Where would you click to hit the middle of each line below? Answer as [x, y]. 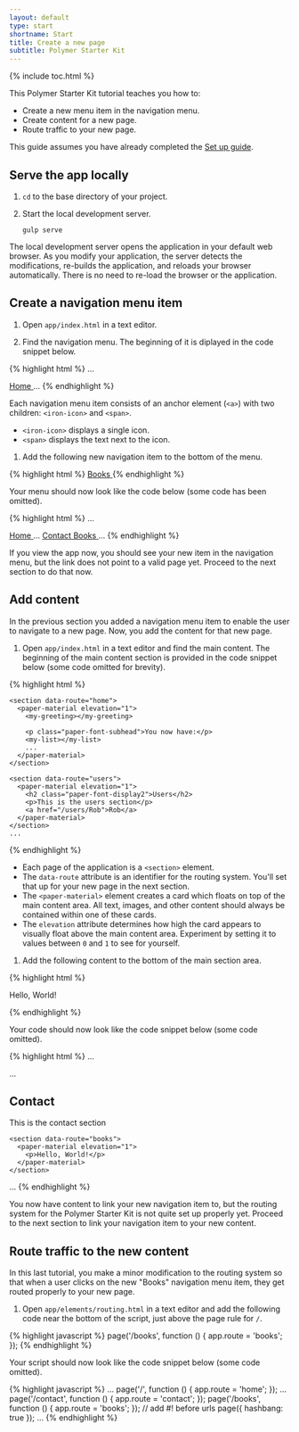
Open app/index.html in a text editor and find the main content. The [146, 648]
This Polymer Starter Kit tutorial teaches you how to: [105, 94]
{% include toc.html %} [52, 76]
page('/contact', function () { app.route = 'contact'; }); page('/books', [135, 1399]
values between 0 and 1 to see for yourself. [101, 943]
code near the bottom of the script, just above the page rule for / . [142, 1319]
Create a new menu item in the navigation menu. [111, 111]
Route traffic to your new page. [79, 129]
